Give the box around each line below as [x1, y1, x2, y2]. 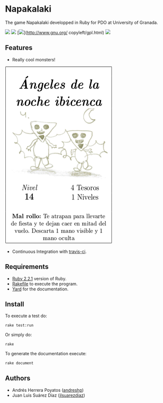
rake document [5, 361, 34, 366]
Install [5, 300, 24, 308]
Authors [5, 374, 31, 383]
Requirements [5, 263, 49, 271]
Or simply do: [5, 332, 32, 338]
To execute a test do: [5, 313, 47, 319]
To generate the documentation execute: [5, 351, 87, 357]
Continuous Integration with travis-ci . [12, 249, 87, 254]
